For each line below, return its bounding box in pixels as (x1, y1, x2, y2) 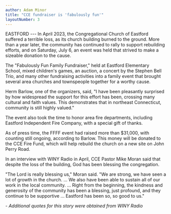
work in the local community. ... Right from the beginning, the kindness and (5, 182, 163, 189)
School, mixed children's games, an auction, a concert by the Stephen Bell (5, 68, 162, 74)
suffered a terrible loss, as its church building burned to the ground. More (5, 36, 160, 42)
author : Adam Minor (5, 7, 47, 13)
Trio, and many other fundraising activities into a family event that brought (5, 73, 161, 79)
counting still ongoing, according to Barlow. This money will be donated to (5, 136, 161, 142)
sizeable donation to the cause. (5, 52, 71, 59)
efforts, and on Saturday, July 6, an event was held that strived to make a (5, 47, 159, 53)
